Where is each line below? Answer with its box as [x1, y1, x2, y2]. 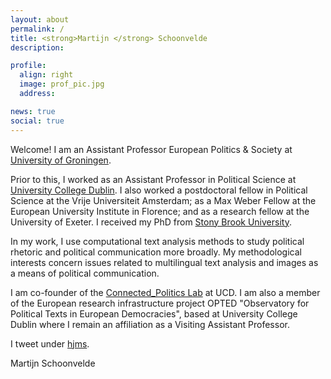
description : [10, 42, 65, 53]
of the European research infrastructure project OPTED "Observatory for [10, 297, 310, 309]
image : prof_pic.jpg [19, 79, 105, 90]
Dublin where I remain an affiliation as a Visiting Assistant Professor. [10, 318, 290, 330]
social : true [10, 116, 65, 126]
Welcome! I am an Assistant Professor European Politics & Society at [10, 143, 293, 155]
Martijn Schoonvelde [10, 357, 96, 369]
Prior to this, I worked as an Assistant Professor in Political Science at [10, 173, 297, 185]
